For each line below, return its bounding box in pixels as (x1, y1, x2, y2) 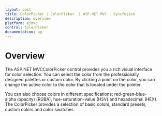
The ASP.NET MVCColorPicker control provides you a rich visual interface (5, 66, 152, 72)
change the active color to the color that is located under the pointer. (5, 82, 142, 87)
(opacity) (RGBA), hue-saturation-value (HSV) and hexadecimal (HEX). (16, 96, 158, 102)
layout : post (5, 7, 31, 12)
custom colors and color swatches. (5, 106, 75, 112)
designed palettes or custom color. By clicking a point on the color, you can (5, 76, 155, 82)
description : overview (5, 16, 51, 21)
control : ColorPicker (5, 25, 49, 30)
